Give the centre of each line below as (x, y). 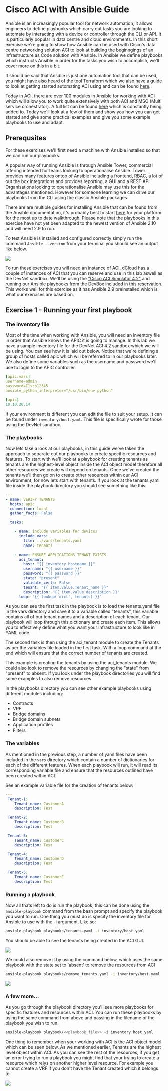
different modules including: (34, 694)
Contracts (23, 703)
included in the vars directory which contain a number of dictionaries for (80, 759)
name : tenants (38, 545)
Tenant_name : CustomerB (39, 822)
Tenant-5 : (18, 873)
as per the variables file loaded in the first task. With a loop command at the (83, 648)
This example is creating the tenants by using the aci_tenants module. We (81, 663)
